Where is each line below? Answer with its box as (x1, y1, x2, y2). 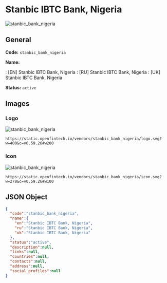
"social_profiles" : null (10, 268, 61, 273)
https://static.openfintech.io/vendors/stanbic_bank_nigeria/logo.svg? (5, 136, 162, 142)
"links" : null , (10, 249, 40, 255)
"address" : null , (10, 263, 45, 269)
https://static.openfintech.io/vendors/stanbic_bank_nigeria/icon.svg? (5, 174, 162, 179)
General (5, 35, 32, 44)
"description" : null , (10, 244, 54, 250)
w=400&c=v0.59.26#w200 (5, 141, 54, 146)
